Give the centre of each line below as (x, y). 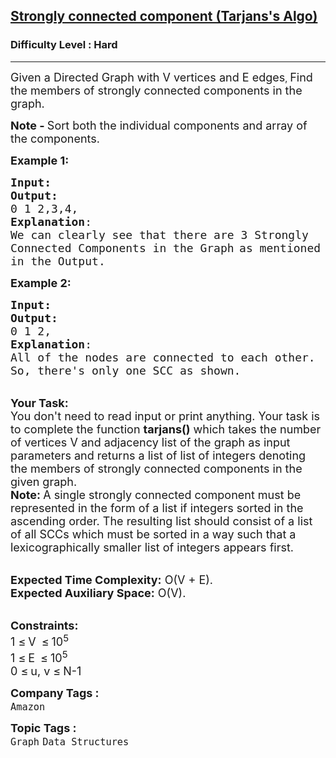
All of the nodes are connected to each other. (163, 357)
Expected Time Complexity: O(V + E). (112, 579)
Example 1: (40, 160)
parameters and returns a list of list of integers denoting (158, 455)
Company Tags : (55, 692)
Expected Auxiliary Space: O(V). (98, 592)
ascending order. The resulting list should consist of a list (161, 521)
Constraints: (44, 625)
